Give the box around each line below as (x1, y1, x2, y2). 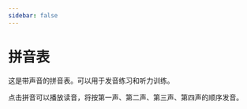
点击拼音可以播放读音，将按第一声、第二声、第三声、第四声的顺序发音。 (8, 92, 243, 102)
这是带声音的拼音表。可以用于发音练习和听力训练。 (8, 76, 174, 85)
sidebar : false (8, 11, 58, 20)
